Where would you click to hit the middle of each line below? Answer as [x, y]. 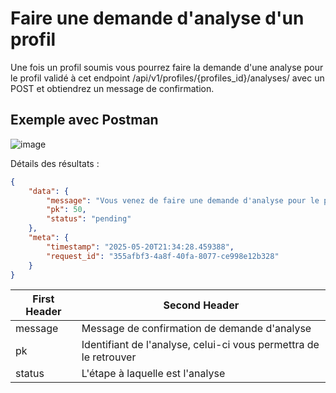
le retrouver [109, 357]
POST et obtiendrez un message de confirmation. [112, 88]
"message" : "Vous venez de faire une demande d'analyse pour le [183, 200]
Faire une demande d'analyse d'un [157, 18]
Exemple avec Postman [84, 120]
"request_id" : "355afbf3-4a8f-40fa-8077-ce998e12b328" [163, 256]
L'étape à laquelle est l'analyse [153, 374]
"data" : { [49, 191]
